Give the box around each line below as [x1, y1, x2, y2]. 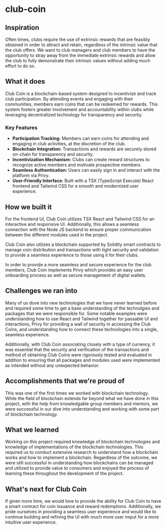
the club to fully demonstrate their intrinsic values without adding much [5, 58, 151, 63]
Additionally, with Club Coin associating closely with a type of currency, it [5, 341, 155, 347]
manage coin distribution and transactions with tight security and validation [5, 246, 159, 252]
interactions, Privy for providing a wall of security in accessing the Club [5, 321, 151, 327]
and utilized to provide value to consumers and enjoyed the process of [5, 465, 150, 471]
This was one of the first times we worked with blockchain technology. [5, 390, 150, 396]
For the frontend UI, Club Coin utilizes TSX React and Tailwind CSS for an [5, 215, 155, 222]
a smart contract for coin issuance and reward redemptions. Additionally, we [5, 504, 161, 510]
